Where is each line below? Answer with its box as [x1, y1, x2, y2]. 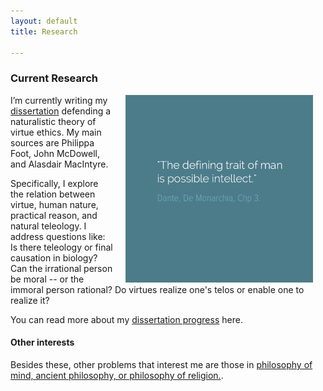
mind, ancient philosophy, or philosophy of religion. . [10, 369, 224, 381]
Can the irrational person [10, 262, 113, 274]
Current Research [10, 71, 99, 85]
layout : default [10, 16, 78, 26]
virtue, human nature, [10, 198, 99, 210]
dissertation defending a [10, 105, 112, 117]
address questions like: [10, 230, 106, 242]
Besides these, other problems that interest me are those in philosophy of [10, 358, 313, 370]
